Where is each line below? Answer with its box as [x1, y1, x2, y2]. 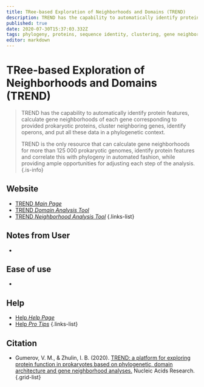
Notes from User [6, 230, 70, 241]
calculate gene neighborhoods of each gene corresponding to [21, 115, 177, 123]
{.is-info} [21, 166, 44, 173]
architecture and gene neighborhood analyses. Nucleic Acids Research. [15, 367, 195, 374]
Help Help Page [15, 314, 55, 321]
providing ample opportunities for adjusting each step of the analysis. [21, 159, 195, 167]
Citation [6, 338, 38, 348]
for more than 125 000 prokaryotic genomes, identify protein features [21, 146, 195, 154]
